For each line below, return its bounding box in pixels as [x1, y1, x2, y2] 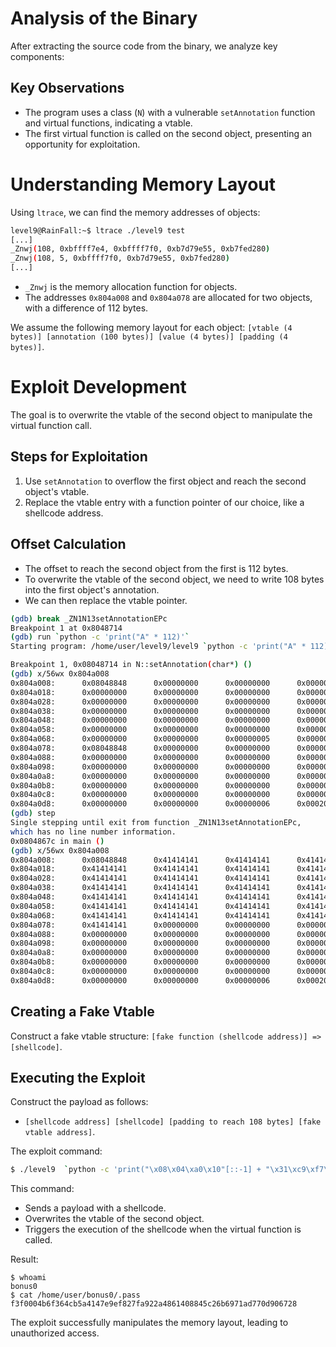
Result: [10, 1253, 39, 1266]
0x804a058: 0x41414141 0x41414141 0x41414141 [10, 901, 271, 911]
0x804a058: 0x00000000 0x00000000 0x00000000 [10, 725, 271, 735]
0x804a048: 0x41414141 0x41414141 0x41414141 [10, 892, 271, 902]
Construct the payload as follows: [10, 1096, 149, 1108]
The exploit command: [10, 1145, 103, 1157]
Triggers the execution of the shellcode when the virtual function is [24, 1223, 302, 1236]
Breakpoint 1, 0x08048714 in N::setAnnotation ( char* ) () [10, 660, 253, 670]
